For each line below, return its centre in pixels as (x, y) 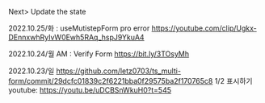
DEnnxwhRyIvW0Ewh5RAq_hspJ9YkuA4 (76, 37)
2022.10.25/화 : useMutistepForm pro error (79, 28)
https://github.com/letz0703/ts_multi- (119, 71)
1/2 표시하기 (233, 81)
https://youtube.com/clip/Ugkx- (204, 28)
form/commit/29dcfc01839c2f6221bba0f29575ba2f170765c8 (111, 81)
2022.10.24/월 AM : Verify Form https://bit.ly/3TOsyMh (99, 54)
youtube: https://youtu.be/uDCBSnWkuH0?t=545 (90, 90)
